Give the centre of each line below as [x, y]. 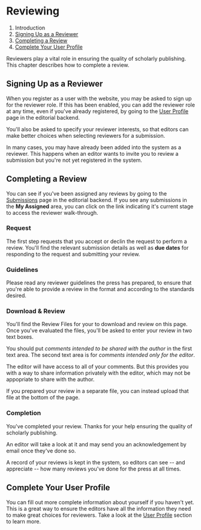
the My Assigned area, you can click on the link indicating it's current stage [100, 206]
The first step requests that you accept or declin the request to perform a [97, 241]
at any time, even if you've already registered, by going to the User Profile [97, 111]
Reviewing [33, 11]
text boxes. [20, 337]
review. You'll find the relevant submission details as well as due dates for [97, 247]
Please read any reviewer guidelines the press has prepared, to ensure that [99, 283]
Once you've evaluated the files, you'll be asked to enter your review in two [99, 331]
